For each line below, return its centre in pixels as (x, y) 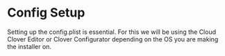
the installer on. (30, 46)
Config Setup (46, 13)
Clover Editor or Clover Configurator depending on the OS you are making (113, 39)
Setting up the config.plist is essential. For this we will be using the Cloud (112, 32)
